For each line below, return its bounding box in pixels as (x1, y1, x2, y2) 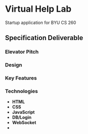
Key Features (5, 75, 37, 82)
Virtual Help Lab (5, 3, 71, 15)
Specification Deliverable (5, 34, 84, 42)
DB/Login (12, 114, 32, 120)
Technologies (5, 88, 38, 95)
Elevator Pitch (5, 48, 39, 55)
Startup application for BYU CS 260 (5, 20, 76, 25)
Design (5, 62, 22, 68)
